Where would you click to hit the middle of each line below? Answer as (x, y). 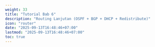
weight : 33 (16, 10)
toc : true (15, 37)
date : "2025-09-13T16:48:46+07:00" (42, 28)
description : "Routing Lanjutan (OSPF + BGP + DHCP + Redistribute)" (78, 19)
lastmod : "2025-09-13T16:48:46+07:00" (45, 32)
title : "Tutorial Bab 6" (31, 14)
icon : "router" (21, 23)
